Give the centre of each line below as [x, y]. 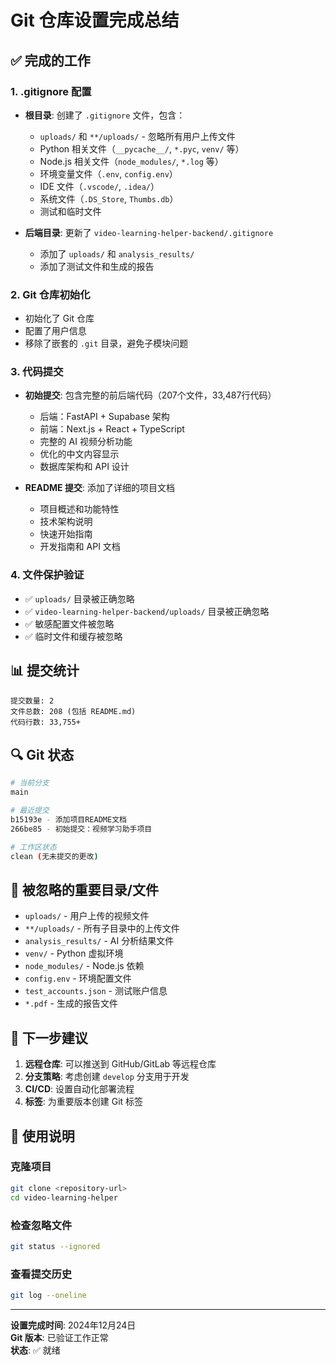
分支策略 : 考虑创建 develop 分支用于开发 [107, 1077]
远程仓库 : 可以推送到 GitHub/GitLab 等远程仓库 [120, 1064]
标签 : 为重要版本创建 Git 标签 [84, 1102]
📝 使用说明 [42, 1136]
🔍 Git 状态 [42, 754]
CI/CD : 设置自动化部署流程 [79, 1089]
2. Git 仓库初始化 [50, 294]
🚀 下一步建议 [49, 1037]
